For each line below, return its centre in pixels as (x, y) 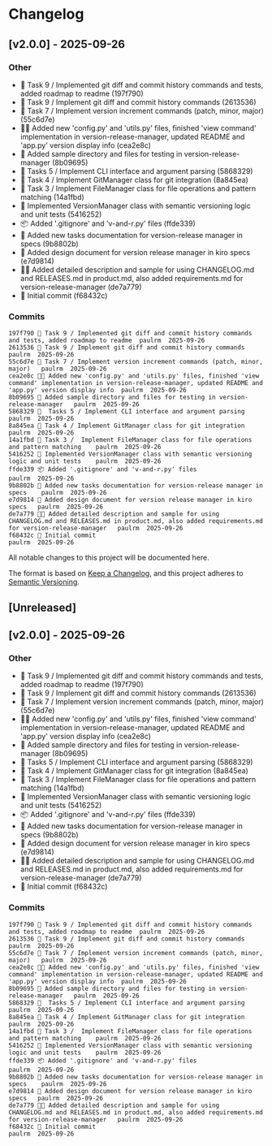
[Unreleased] (43, 607)
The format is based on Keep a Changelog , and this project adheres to (126, 573)
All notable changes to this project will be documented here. (109, 558)
